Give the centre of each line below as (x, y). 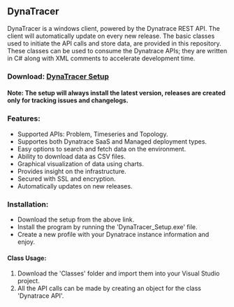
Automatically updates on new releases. (75, 186)
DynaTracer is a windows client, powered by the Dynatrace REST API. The (114, 28)
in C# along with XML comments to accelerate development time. (101, 58)
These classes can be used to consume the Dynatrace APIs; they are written (117, 50)
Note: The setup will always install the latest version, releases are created (116, 93)
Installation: (28, 204)
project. (28, 281)
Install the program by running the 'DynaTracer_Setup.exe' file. (107, 226)
